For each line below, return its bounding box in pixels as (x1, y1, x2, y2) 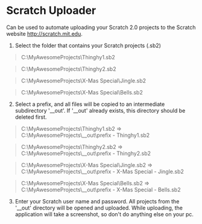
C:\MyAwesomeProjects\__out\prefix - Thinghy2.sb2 (21, 150, 151, 157)
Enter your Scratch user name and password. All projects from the (14, 197, 180, 205)
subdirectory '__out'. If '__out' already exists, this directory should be (14, 107, 186, 114)
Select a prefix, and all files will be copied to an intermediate (14, 100, 165, 108)
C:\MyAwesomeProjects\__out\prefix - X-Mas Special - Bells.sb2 (21, 186, 181, 193)
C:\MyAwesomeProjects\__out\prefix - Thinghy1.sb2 (21, 131, 150, 139)
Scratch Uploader (6, 4, 96, 18)
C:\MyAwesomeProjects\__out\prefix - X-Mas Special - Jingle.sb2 (21, 168, 184, 175)
